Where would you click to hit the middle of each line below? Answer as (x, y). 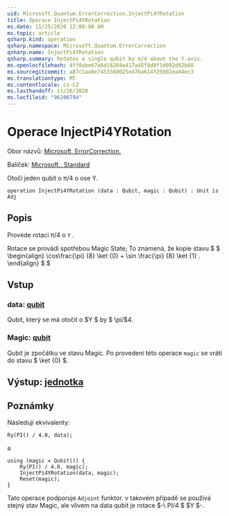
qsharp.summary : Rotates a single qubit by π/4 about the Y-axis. (105, 59)
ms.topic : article (34, 33)
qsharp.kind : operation (42, 40)
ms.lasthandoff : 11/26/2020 (48, 91)
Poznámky (31, 406)
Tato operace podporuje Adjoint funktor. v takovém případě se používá (109, 498)
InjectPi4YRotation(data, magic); (69, 473)
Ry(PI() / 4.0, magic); (54, 467)
